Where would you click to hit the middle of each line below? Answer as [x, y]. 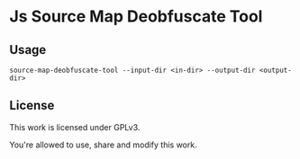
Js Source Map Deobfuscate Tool [136, 17]
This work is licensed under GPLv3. [75, 127]
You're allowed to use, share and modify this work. [103, 145]
